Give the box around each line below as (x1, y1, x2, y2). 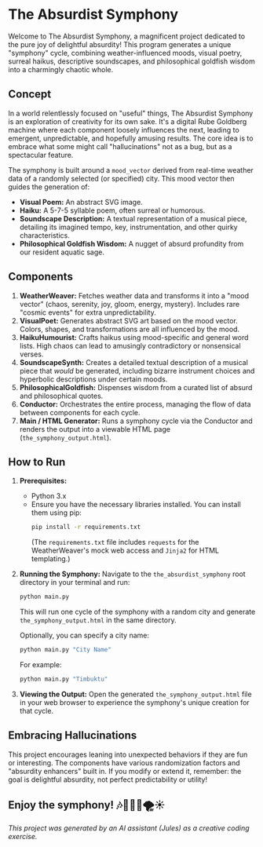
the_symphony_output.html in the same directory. (19, 615, 177, 625)
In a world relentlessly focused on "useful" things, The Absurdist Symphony (8, 108, 254, 118)
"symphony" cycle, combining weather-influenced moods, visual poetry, (8, 48, 243, 57)
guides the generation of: (8, 182, 90, 192)
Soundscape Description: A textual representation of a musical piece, (19, 214, 247, 223)
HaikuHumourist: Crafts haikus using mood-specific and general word (19, 332, 249, 342)
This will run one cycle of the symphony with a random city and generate (19, 607, 256, 617)
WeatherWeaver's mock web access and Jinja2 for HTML (31, 546, 220, 555)
